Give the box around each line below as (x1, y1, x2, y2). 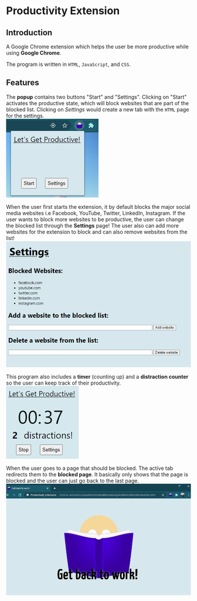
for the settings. (6, 112, 45, 119)
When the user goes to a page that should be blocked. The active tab (6, 465, 174, 472)
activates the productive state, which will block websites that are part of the (6, 99, 189, 106)
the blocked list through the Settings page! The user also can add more (6, 222, 179, 229)
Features (6, 78, 39, 88)
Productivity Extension (6, 4, 120, 18)
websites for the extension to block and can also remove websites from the (6, 228, 188, 235)
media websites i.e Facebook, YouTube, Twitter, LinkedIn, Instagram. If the (6, 209, 186, 216)
